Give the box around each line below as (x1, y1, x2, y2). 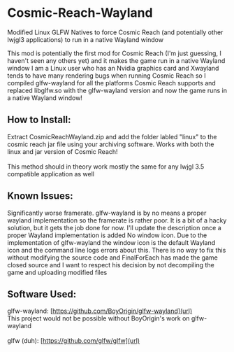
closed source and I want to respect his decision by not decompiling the (7, 260, 214, 269)
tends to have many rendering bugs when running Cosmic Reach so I (7, 71, 206, 80)
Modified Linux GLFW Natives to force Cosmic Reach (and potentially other (7, 28, 224, 36)
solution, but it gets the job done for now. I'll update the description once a (7, 223, 221, 232)
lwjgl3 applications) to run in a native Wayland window (7, 35, 164, 43)
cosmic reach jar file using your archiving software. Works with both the (7, 140, 214, 148)
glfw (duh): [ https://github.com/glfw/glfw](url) (7, 337, 140, 345)
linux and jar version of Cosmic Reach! (7, 147, 118, 155)
